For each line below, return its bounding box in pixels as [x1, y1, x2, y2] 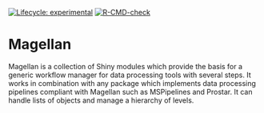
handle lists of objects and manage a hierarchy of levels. [8, 95, 194, 105]
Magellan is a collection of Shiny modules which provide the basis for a [8, 61, 242, 71]
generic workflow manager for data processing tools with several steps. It [8, 70, 251, 80]
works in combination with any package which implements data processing [8, 78, 256, 88]
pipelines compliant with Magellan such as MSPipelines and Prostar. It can [8, 87, 253, 96]
